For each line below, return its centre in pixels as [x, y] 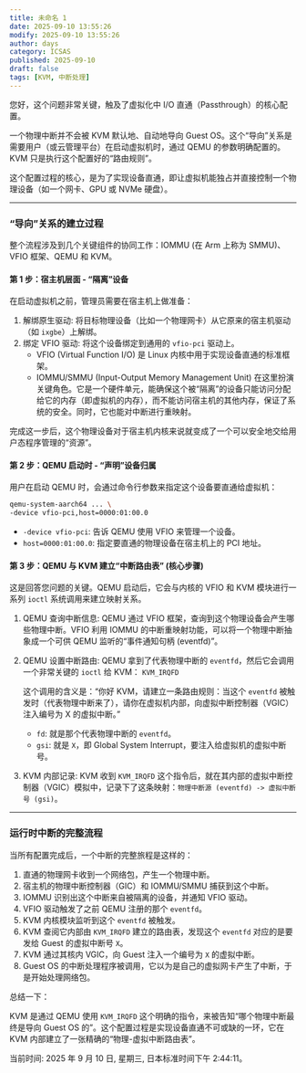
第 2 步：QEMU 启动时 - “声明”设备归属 [83, 465]
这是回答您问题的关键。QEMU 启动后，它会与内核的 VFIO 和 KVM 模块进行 [149, 588]
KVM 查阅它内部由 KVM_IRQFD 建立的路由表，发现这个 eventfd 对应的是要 [158, 931]
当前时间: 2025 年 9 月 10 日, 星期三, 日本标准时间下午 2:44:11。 [128, 1058]
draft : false [34, 69]
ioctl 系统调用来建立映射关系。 [87, 599]
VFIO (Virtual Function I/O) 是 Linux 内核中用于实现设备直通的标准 [159, 355]
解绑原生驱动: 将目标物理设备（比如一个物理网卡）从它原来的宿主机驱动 [157, 321]
